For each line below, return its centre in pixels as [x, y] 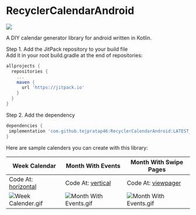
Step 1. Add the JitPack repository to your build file [67, 49]
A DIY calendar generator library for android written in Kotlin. [79, 38]
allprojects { [23, 66]
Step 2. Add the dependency [41, 115]
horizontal [23, 186]
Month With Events [93, 165]
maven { [26, 82]
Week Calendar [34, 165]
